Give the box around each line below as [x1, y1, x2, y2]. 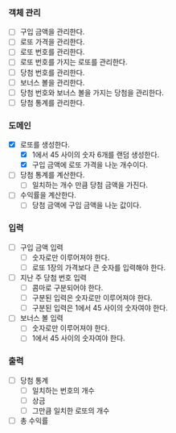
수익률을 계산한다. [19, 190, 76, 200]
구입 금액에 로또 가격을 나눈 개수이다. [31, 160, 149, 170]
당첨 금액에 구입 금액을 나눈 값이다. [31, 200, 142, 210]
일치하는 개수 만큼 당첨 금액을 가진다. [31, 180, 149, 190]
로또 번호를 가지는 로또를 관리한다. [19, 57, 128, 67]
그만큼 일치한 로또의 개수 [31, 406, 110, 415]
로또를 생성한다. [19, 139, 70, 150]
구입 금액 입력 [19, 242, 63, 252]
